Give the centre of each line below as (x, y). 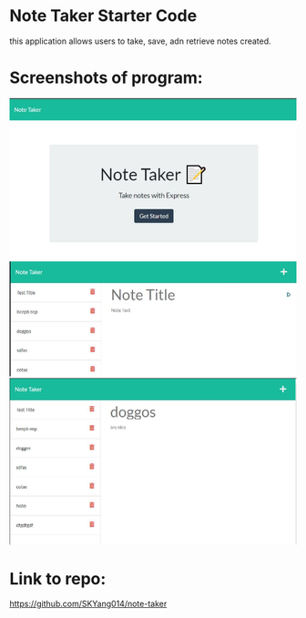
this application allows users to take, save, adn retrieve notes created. (140, 41)
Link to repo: (58, 578)
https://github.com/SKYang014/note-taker (88, 604)
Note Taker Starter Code (103, 16)
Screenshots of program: (106, 78)
